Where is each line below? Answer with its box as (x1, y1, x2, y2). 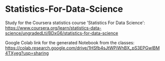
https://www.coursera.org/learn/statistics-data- (5, 25, 102, 30)
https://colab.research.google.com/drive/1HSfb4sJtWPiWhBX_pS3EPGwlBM (5, 45, 160, 51)
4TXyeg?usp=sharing (5, 50, 49, 56)
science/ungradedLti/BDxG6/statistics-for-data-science (5, 30, 118, 36)
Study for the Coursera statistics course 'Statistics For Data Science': (5, 20, 145, 26)
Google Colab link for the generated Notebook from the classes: (5, 39, 135, 45)
